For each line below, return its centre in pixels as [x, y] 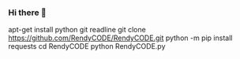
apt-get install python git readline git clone [77, 30]
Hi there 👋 [28, 13]
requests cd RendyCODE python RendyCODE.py [87, 46]
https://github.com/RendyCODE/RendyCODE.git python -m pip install [120, 38]
